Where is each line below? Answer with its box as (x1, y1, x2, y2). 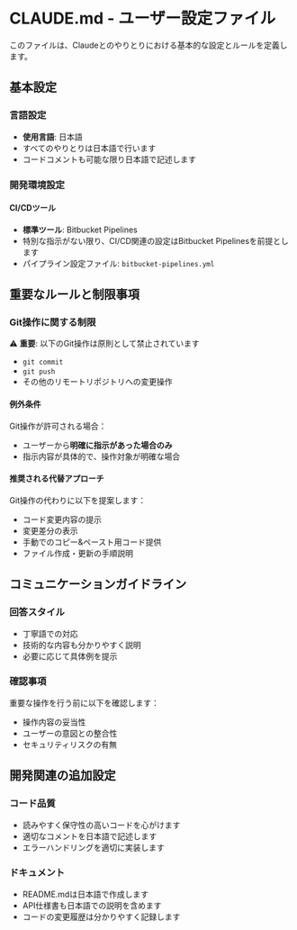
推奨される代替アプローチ (9, 474, 104, 484)
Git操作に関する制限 (9, 316, 96, 329)
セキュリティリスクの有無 (22, 739, 117, 750)
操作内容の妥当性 (22, 717, 86, 727)
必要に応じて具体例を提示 (22, 650, 118, 662)
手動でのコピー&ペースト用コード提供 (22, 537, 162, 547)
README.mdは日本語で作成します (22, 889, 148, 899)
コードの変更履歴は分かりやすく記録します (22, 911, 181, 922)
